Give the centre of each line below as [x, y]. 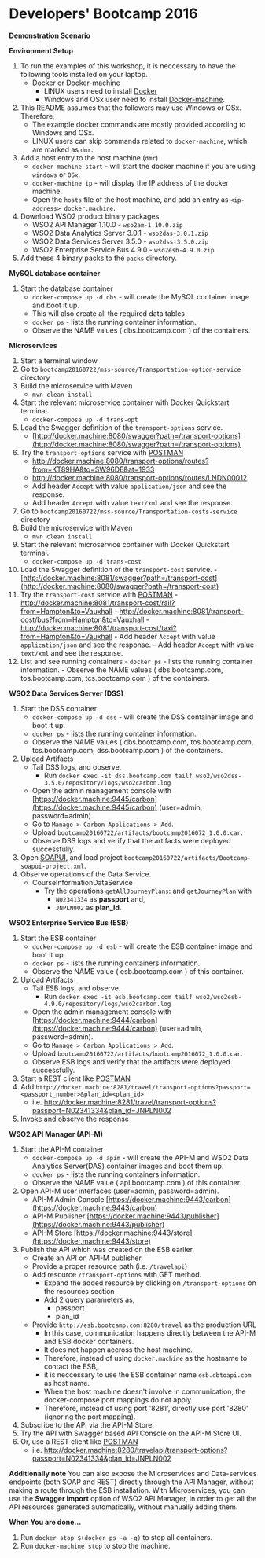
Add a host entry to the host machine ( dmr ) [89, 157]
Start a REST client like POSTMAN [75, 1078]
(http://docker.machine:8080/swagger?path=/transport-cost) [120, 586]
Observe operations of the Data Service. [86, 874]
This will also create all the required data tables [109, 313]
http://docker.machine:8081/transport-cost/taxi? [98, 628]
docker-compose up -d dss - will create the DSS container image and [143, 717]
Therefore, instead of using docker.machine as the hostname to [145, 1358]
